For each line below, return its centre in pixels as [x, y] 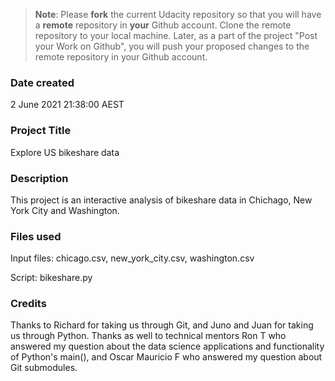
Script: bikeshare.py [51, 278]
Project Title [41, 131]
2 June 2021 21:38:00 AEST [67, 105]
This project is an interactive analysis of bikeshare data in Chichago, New [161, 200]
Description [39, 178]
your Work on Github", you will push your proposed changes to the [172, 46]
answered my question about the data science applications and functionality [167, 346]
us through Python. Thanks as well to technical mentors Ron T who [148, 336]
